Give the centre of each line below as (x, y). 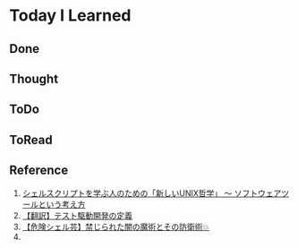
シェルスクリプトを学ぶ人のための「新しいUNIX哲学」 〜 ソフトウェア (152, 192)
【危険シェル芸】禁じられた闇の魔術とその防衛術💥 (116, 227)
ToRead (31, 140)
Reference (39, 171)
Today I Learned (70, 16)
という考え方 (62, 204)
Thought (34, 78)
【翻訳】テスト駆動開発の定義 (77, 215)
